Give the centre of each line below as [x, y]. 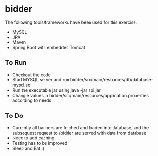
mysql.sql [22, 85]
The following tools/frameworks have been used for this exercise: [71, 22]
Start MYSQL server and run [41, 79]
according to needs [32, 100]
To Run [16, 63]
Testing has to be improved [40, 143]
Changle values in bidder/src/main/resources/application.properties [80, 95]
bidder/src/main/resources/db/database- [112, 79]
